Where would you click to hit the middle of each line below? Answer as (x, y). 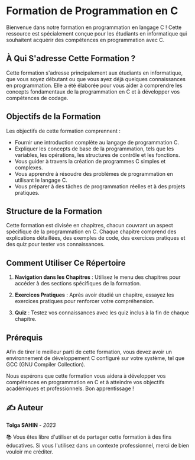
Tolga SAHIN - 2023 (31, 425)
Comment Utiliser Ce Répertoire (66, 263)
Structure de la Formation (54, 211)
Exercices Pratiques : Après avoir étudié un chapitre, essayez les (94, 295)
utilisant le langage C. (41, 180)
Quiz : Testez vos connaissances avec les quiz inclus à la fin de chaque (102, 313)
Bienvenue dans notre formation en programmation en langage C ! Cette (94, 27)
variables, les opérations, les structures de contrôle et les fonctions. (97, 155)
